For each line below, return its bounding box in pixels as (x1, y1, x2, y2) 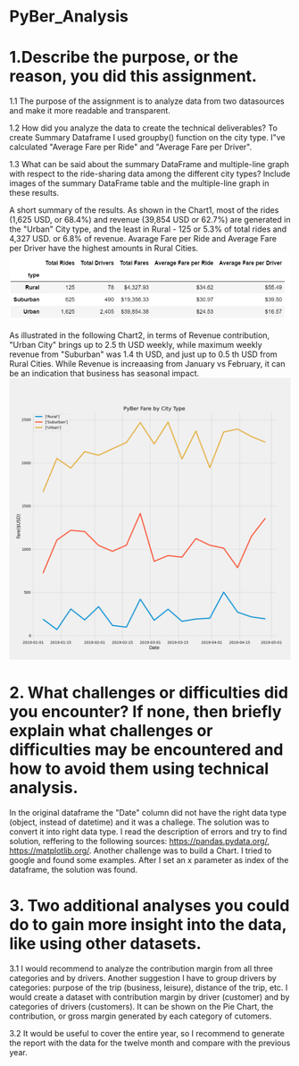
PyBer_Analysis (9, 6, 129, 27)
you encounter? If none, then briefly (9, 702, 282, 722)
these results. (9, 188, 60, 199)
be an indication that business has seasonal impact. (9, 368, 200, 378)
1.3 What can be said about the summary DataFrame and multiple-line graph (9, 159, 290, 170)
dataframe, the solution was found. (9, 864, 138, 875)
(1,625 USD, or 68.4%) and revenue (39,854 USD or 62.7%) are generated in (9, 215, 291, 225)
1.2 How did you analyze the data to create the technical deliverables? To (9, 123, 278, 133)
